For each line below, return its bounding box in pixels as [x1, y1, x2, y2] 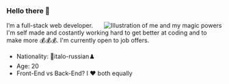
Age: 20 [16, 62, 39, 70]
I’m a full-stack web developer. [6, 22, 94, 30]
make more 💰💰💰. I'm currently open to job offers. [6, 37, 150, 45]
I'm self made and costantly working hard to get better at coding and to [6, 28, 207, 37]
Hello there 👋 [6, 6, 51, 16]
